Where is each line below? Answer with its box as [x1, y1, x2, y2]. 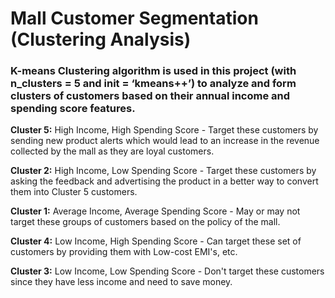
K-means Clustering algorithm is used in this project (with [10, 64, 297, 78]
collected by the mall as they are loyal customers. [10, 145, 215, 157]
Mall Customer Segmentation [10, 7, 259, 30]
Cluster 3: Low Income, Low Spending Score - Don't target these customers [10, 265, 325, 277]
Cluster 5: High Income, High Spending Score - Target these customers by [10, 124, 319, 136]
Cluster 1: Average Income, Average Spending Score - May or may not [10, 205, 301, 217]
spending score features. [10, 102, 136, 116]
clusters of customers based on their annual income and [10, 89, 291, 103]
